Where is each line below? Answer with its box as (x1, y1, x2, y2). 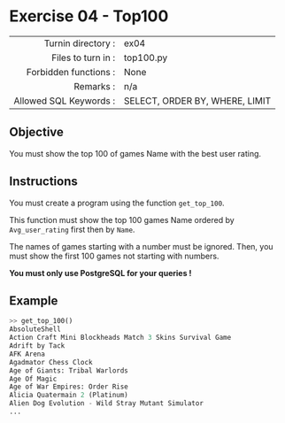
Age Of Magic (9, 374, 58, 383)
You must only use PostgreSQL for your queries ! (9, 267, 192, 278)
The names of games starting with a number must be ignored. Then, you (9, 241, 273, 251)
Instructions (9, 174, 78, 189)
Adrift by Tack (9, 342, 65, 350)
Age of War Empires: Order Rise (9, 382, 128, 391)
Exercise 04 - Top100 (9, 6, 169, 27)
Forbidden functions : (26, 65, 116, 78)
